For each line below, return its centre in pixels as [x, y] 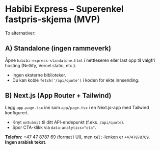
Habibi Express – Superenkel [65, 9]
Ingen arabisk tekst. [26, 142]
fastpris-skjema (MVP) [53, 19]
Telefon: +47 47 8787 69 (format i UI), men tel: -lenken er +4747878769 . [78, 137]
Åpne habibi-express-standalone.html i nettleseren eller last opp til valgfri [80, 60]
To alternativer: [20, 33]
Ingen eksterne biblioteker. [39, 75]
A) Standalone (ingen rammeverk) [58, 48]
